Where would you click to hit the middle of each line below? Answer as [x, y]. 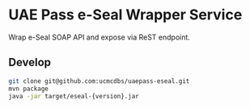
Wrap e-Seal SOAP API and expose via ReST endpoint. [99, 37]
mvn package [28, 89]
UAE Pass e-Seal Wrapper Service [125, 15]
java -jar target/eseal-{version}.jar [74, 96]
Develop [30, 62]
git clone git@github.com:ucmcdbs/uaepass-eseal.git [99, 81]
